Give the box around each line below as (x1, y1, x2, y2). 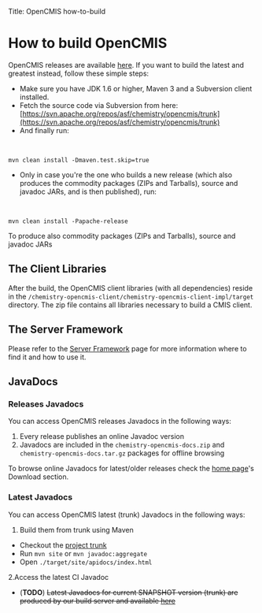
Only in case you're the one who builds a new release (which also (19, 169, 233, 180)
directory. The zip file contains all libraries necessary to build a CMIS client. (8, 299, 253, 310)
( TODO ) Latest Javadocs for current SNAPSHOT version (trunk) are (19, 587, 238, 597)
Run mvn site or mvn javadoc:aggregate (19, 548, 148, 558)
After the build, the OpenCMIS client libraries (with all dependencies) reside (8, 283, 253, 292)
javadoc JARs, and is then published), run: (19, 187, 157, 196)
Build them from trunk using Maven (19, 525, 134, 534)
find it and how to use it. (8, 352, 87, 362)
